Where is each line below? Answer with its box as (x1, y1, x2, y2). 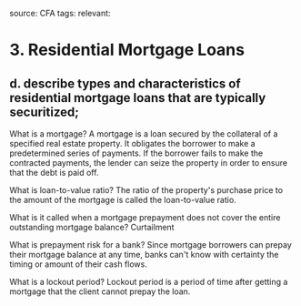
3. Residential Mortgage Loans (9, 40, 246, 60)
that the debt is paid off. (9, 168, 99, 178)
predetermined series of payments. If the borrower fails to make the (9, 148, 264, 158)
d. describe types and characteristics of (9, 76, 241, 91)
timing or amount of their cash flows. (9, 259, 147, 270)
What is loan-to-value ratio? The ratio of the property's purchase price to (9, 185, 284, 195)
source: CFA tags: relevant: (9, 8, 111, 18)
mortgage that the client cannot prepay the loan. (9, 286, 191, 297)
